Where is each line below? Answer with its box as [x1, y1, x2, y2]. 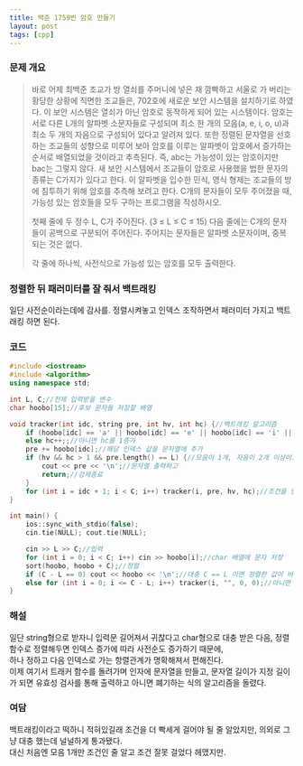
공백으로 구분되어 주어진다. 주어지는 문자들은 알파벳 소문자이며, [48, 227, 271, 238]
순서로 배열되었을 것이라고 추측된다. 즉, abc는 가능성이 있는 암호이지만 [31, 151, 280, 163]
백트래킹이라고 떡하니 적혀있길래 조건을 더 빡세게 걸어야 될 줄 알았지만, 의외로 [9, 724, 281, 734]
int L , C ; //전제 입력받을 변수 [9, 395, 112, 404]
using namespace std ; [9, 378, 91, 388]
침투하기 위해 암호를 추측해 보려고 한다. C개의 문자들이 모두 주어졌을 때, [41, 185, 292, 196]
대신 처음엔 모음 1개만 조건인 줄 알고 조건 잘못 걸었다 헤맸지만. [9, 746, 226, 757]
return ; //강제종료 [41, 470, 104, 479]
